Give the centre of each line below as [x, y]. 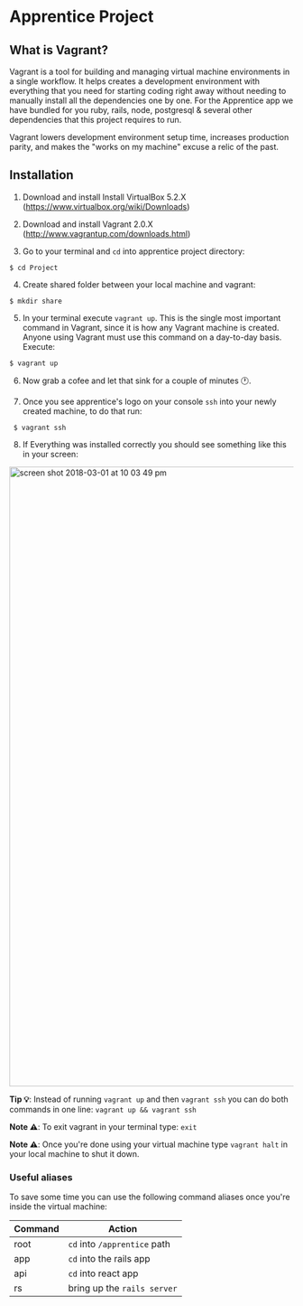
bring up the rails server [123, 1288]
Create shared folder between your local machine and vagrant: [139, 284]
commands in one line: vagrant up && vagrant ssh [103, 1109]
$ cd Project [34, 268]
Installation [41, 175]
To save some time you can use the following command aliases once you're [150, 1197]
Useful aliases [41, 1177]
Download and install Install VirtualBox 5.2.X [104, 197]
